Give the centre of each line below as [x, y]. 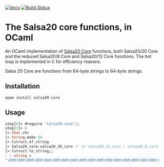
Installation [22, 86]
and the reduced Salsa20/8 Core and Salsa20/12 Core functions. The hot [78, 56]
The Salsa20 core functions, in [69, 27]
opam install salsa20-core [32, 98]
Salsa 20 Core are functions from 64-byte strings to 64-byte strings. [74, 71]
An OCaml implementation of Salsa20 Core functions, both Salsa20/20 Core [82, 51]
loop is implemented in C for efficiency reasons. [53, 62]
